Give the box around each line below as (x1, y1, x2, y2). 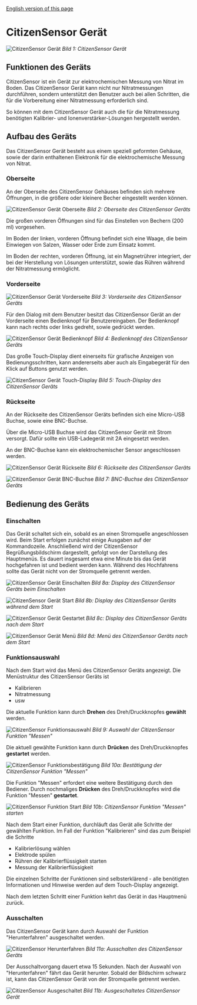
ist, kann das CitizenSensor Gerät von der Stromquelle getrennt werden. (6, 975, 181, 983)
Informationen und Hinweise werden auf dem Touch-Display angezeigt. (6, 882, 179, 889)
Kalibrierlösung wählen (14, 845, 71, 852)
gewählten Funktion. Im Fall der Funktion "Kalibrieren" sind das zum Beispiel (6, 827, 191, 834)
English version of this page (6, 5, 74, 12)
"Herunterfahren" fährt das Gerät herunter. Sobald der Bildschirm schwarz (6, 969, 186, 976)
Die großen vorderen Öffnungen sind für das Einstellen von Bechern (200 (6, 217, 184, 224)
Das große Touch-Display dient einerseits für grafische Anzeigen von (6, 353, 174, 360)
